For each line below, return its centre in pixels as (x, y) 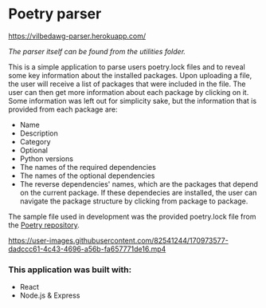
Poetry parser (55, 14)
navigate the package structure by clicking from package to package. (134, 201)
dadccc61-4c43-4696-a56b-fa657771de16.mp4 (87, 249)
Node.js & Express (50, 295)
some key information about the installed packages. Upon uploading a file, (130, 75)
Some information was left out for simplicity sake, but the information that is (133, 101)
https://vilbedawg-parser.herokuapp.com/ (77, 36)
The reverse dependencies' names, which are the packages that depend (139, 184)
